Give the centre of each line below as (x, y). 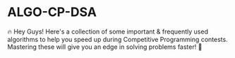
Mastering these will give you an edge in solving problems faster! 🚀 (105, 47)
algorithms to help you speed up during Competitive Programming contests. (117, 39)
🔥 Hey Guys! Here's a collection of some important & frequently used (108, 31)
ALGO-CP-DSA (52, 12)
